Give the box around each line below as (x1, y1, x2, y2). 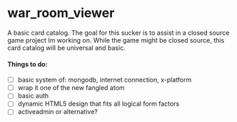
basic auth (17, 91, 49, 100)
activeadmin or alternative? (17, 108, 98, 116)
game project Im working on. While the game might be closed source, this (7, 35, 225, 44)
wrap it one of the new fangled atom (17, 84, 125, 92)
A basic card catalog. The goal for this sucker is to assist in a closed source (7, 28, 230, 37)
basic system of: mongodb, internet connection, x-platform (17, 76, 192, 84)
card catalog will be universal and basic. (7, 43, 126, 52)
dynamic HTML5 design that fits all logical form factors (17, 99, 180, 108)
